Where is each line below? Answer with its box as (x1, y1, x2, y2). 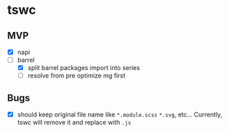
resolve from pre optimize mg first (27, 71, 126, 80)
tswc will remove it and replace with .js (17, 118, 132, 127)
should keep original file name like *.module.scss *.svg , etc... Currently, (17, 110, 223, 119)
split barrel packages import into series (27, 64, 141, 72)
